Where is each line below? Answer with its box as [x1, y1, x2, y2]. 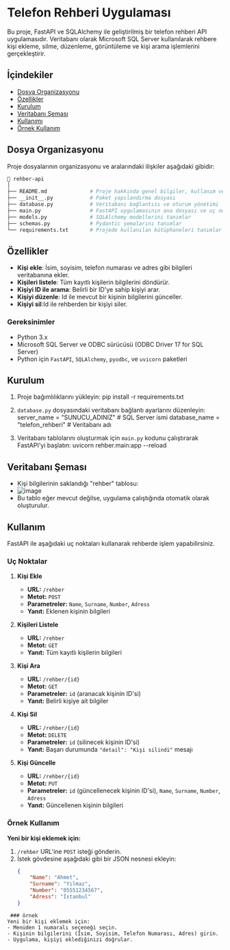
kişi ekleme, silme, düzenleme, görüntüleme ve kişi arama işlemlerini [7, 42, 200, 50]
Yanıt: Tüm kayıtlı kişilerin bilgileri [27, 649, 122, 657]
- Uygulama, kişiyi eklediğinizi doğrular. [7, 936, 133, 943]
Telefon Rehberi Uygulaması [7, 5, 171, 21]
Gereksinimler [7, 317, 55, 327]
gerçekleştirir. [7, 49, 46, 58]
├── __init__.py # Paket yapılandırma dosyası [7, 194, 176, 202]
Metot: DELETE [27, 731, 67, 739]
